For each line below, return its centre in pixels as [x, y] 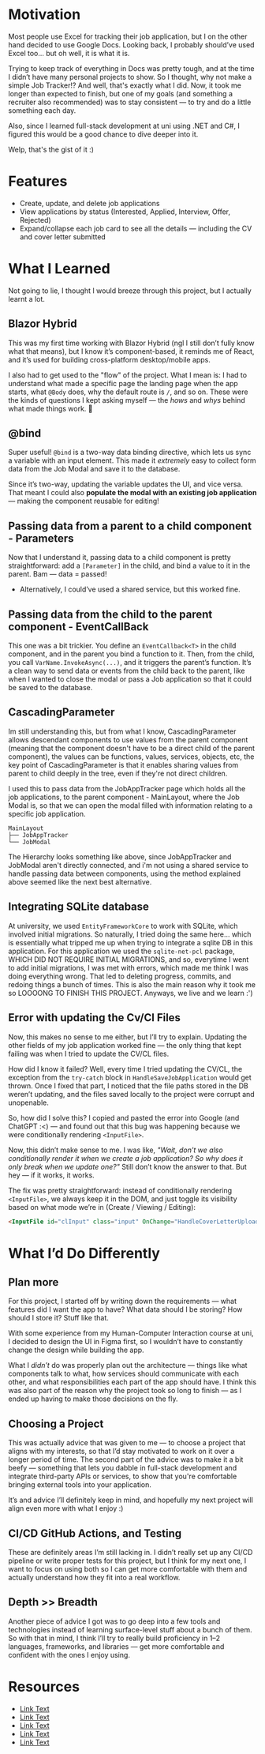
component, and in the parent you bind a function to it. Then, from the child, [131, 654]
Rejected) [35, 220]
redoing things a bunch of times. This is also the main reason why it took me [132, 984]
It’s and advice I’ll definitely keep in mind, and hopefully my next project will [131, 1500]
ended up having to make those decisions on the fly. [93, 1399]
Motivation [45, 15]
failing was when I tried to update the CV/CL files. [89, 1054]
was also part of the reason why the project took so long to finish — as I [125, 1391]
